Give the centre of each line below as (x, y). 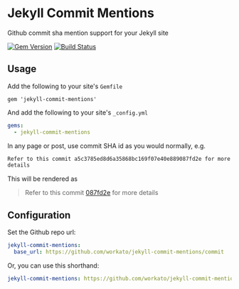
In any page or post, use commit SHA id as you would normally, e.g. (107, 146)
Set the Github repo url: (42, 232)
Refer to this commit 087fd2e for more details (91, 193)
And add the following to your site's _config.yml (78, 112)
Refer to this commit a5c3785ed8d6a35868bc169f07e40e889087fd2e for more (119, 159)
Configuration (39, 215)
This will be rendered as (43, 179)
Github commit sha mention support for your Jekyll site (88, 33)
